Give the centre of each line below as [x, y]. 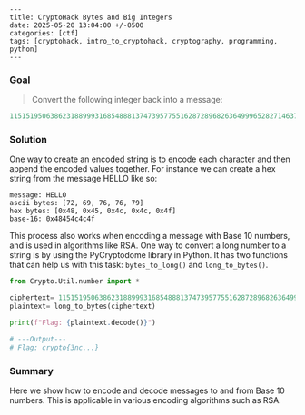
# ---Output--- [38, 339]
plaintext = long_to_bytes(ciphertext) [83, 306]
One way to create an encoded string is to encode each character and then [150, 159]
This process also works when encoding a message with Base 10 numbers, [150, 236]
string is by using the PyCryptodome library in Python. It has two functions [149, 255]
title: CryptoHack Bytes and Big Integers [91, 17]
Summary [32, 371]
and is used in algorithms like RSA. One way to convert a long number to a [148, 245]
